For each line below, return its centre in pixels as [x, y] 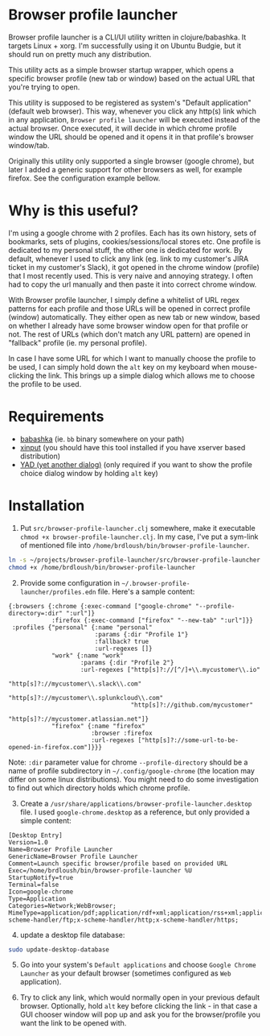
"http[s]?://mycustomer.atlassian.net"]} [79, 719]
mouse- [245, 367]
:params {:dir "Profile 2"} [127, 662]
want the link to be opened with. [73, 1023]
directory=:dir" [35, 613]
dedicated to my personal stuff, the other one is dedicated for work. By [125, 250]
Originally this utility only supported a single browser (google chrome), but [131, 161]
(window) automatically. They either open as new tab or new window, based [134, 317]
